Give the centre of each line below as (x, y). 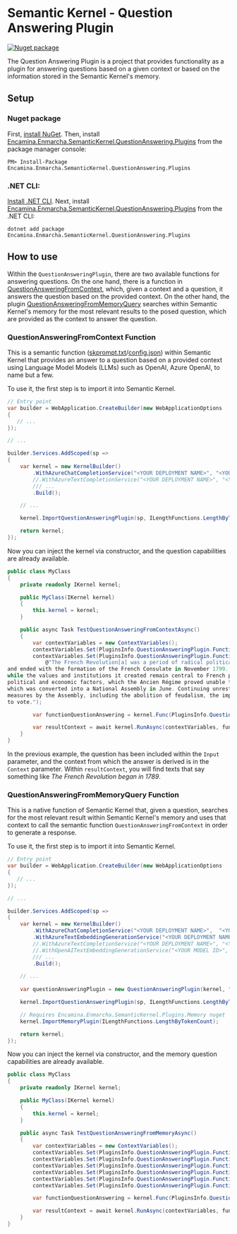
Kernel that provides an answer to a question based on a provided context (115, 360)
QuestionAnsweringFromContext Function (82, 337)
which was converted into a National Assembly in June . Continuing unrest (120, 689)
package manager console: (47, 149)
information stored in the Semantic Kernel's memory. (84, 76)
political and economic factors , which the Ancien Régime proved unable (116, 683)
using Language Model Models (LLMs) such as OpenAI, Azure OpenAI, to (114, 368)
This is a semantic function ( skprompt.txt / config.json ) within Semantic (109, 353)
